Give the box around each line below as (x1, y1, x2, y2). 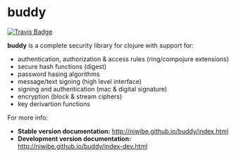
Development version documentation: (17, 134, 132, 143)
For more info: (7, 113, 48, 122)
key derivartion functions (17, 99, 90, 108)
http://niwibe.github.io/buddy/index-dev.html (17, 142, 148, 150)
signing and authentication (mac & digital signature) (17, 84, 168, 93)
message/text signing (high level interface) (17, 77, 142, 85)
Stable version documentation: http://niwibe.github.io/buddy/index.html (17, 127, 229, 135)
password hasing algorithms (17, 70, 100, 78)
